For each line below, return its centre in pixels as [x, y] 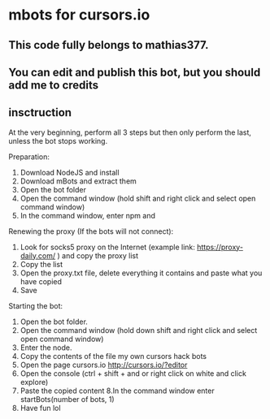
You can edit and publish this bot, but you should [135, 72]
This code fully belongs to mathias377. [109, 45]
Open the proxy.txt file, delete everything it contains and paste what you [141, 273]
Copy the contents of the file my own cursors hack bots [113, 356]
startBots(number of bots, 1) [67, 399]
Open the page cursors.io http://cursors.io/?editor [104, 365]
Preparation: [29, 157]
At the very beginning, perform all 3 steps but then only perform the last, [130, 132]
